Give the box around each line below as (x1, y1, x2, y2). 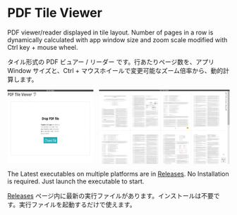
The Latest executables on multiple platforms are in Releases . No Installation (7, 169, 229, 178)
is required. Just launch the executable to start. (7, 177, 145, 185)
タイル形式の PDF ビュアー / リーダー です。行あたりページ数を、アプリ (7, 58, 215, 66)
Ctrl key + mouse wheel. (7, 43, 78, 51)
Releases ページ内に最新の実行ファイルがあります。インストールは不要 (7, 191, 214, 200)
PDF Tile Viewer (7, 5, 102, 21)
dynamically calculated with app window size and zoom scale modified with (7, 35, 228, 44)
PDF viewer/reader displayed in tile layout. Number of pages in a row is (7, 28, 214, 37)
